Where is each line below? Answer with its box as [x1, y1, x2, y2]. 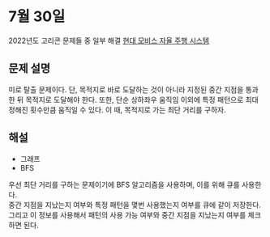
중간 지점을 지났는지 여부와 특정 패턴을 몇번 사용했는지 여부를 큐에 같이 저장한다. [8, 200, 262, 209]
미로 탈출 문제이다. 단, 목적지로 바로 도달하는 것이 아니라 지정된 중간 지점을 [8, 84, 244, 94]
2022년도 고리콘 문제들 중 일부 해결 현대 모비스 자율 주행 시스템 [8, 36, 209, 45]
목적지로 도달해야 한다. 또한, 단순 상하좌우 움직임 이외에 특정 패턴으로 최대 [25, 95, 259, 104]
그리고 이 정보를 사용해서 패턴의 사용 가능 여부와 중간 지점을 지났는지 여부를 [8, 209, 246, 219]
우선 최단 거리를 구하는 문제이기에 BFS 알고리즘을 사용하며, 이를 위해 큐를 [8, 180, 241, 189]
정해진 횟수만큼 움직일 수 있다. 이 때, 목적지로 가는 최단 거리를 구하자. [8, 104, 226, 114]
